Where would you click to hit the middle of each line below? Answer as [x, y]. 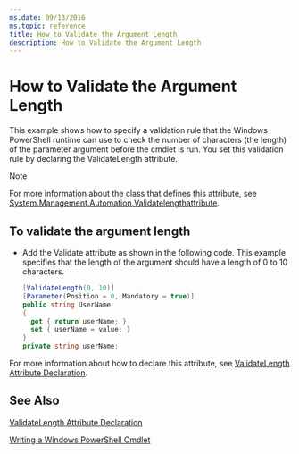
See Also [34, 401]
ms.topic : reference [48, 26]
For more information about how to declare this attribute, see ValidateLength [149, 363]
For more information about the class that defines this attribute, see [133, 194]
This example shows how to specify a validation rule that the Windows [138, 130]
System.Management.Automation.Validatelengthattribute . [115, 203]
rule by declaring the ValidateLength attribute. [94, 159]
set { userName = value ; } [81, 330]
